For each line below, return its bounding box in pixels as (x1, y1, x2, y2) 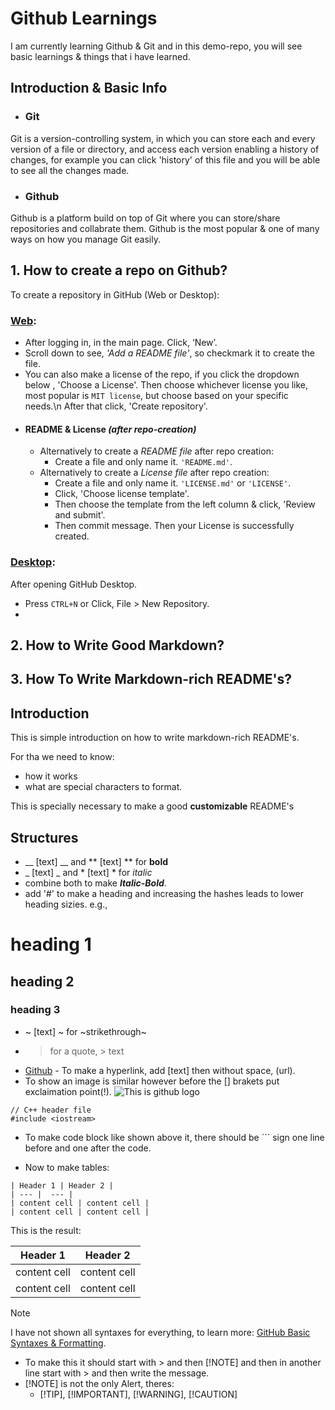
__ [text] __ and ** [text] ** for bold (24, 855, 169, 867)
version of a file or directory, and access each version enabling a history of (10, 143, 320, 155)
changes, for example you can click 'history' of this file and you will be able (10, 153, 321, 166)
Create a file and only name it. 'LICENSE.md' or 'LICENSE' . (54, 477, 292, 489)
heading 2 (10, 973, 75, 990)
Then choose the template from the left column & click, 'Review (54, 498, 316, 511)
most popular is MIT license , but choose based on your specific (24, 390, 289, 402)
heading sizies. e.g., (24, 898, 108, 910)
